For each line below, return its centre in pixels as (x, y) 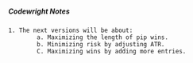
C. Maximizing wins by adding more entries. (112, 51)
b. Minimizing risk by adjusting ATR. (101, 44)
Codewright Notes (39, 11)
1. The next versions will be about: (71, 30)
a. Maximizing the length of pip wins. (103, 37)
